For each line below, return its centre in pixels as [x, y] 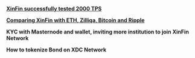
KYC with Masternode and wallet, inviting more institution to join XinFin [97, 32]
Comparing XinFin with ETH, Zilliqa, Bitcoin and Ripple [75, 20]
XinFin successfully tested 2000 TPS [54, 9]
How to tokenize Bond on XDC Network [56, 50]
